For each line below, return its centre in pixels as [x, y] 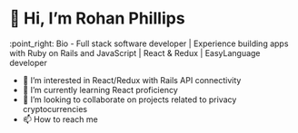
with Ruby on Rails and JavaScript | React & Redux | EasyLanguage [135, 52]
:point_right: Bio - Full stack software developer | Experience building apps [149, 43]
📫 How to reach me [60, 119]
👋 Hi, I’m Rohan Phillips [97, 19]
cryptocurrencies [55, 109]
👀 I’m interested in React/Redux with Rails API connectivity [132, 80]
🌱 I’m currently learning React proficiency [100, 90]
